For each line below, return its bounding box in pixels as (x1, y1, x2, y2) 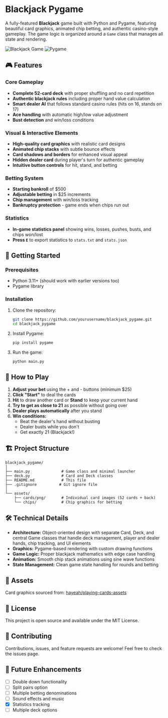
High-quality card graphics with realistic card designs (12, 141, 125, 147)
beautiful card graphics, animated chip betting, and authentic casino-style (5, 25, 158, 31)
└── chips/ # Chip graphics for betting (14, 499, 122, 504)
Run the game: (12, 349, 43, 355)
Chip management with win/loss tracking (12, 197, 99, 203)
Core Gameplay (5, 79, 44, 86)
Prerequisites (5, 266, 39, 273)
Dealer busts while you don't (20, 424, 79, 430)
